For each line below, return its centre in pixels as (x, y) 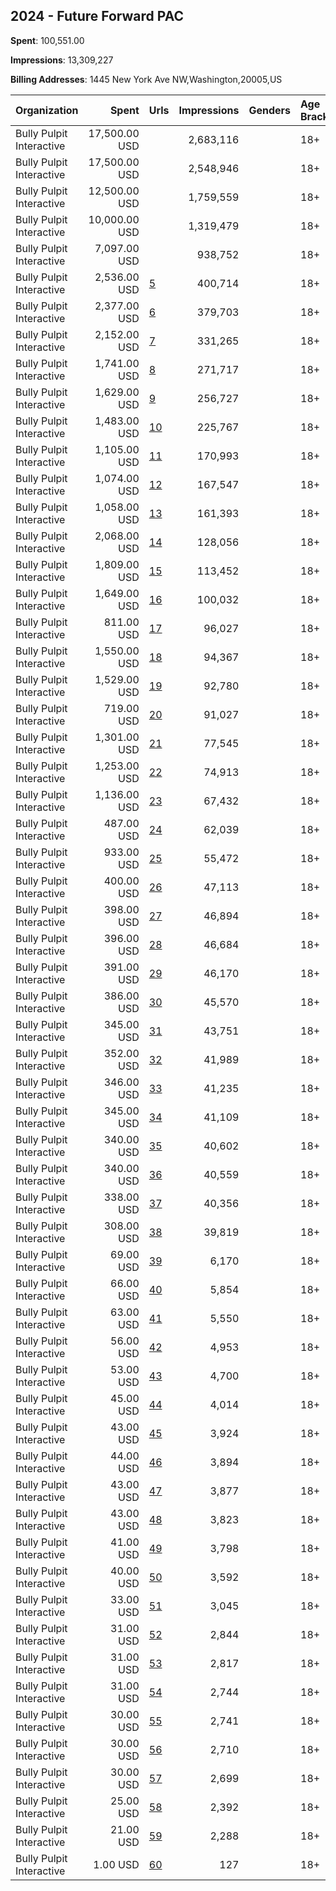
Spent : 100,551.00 (47, 40)
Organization (47, 110)
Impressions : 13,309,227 (62, 60)
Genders (269, 110)
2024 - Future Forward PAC (97, 16)
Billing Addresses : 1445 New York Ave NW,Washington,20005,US (146, 79)
